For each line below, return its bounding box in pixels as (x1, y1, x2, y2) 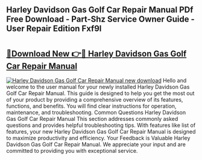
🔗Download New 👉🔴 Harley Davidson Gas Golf (6, 48, 187, 59)
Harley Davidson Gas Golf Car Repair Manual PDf (6, 5, 194, 15)
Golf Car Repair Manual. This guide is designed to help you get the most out (6, 90, 195, 97)
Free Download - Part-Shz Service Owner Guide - (6, 14, 195, 25)
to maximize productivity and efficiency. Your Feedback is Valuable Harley (6, 135, 191, 141)
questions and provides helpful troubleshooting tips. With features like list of (6, 122, 196, 129)
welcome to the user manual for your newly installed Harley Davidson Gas (6, 84, 190, 90)
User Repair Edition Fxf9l (6, 23, 102, 34)
